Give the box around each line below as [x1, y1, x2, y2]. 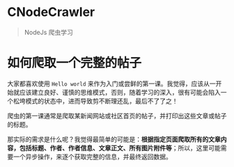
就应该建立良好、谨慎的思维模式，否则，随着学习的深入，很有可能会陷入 [13, 88, 221, 96]
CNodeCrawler [7, 4, 95, 20]
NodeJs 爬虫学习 [24, 28, 73, 36]
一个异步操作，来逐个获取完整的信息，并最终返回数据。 [13, 152, 172, 161]
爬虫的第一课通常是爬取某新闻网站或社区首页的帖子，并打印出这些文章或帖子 [7, 111, 227, 120]
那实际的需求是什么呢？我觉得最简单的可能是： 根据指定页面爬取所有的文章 [7, 135, 221, 143]
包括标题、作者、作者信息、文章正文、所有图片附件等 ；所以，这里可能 [19, 143, 221, 152]
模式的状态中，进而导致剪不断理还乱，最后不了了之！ [25, 97, 178, 105]
